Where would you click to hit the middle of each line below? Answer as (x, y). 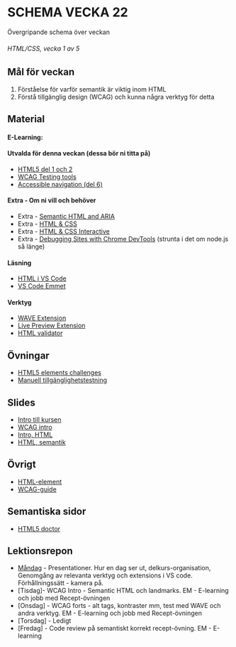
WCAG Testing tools (47, 176)
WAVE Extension (42, 318)
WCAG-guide (37, 489)
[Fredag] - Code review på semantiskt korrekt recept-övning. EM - (114, 629)
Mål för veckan (41, 72)
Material (26, 119)
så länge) (31, 246)
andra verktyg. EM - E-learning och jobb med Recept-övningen (110, 613)
